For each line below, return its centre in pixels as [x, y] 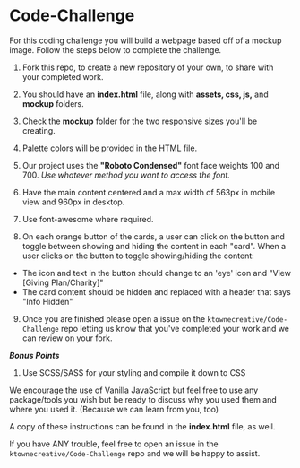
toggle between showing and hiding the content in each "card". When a [154, 246]
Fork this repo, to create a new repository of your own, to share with [148, 67]
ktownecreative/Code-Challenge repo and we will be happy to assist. [135, 453]
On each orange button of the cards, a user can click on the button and [153, 236]
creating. [39, 130]
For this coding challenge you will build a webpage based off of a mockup [146, 40]
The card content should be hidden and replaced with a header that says [156, 291]
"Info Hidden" [47, 301]
